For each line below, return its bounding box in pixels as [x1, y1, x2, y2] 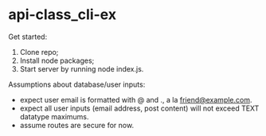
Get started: [8, 32, 48, 41]
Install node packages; [19, 56, 95, 65]
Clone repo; [19, 47, 59, 56]
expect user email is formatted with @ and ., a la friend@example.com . [19, 95, 252, 104]
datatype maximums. [19, 111, 89, 121]
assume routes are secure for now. [19, 120, 134, 130]
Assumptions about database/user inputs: [8, 80, 146, 89]
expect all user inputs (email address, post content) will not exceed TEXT [19, 103, 260, 113]
